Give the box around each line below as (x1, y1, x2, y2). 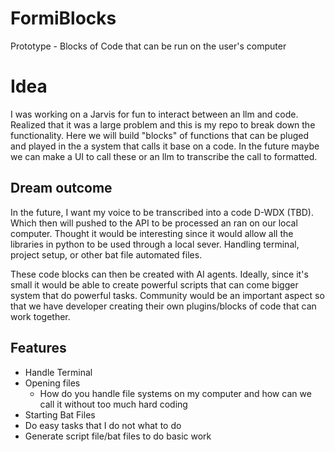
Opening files (24, 377, 81, 389)
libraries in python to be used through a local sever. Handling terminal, (10, 238, 300, 250)
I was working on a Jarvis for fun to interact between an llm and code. (10, 108, 299, 120)
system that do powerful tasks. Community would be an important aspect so (10, 289, 325, 301)
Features (10, 340, 67, 357)
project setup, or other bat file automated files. (10, 248, 203, 261)
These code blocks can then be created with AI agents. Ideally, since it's (10, 268, 309, 280)
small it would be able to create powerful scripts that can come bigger (10, 278, 299, 291)
